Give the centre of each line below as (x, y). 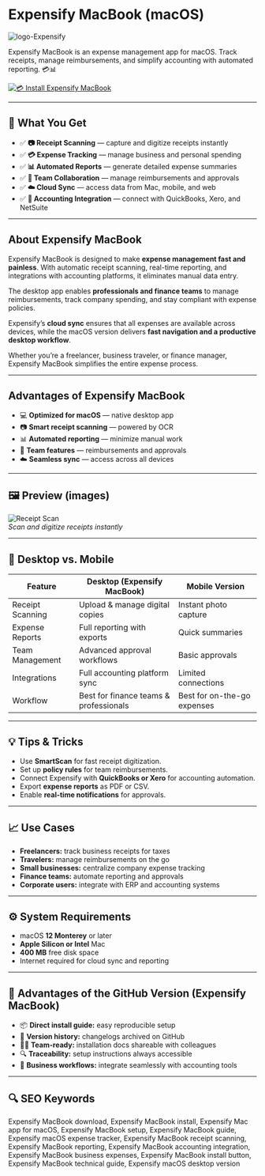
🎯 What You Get (47, 123)
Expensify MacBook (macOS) (106, 15)
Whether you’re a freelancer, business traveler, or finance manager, (118, 355)
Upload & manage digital (124, 605)
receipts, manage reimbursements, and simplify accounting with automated (131, 60)
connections (201, 683)
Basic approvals (207, 655)
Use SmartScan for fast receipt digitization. (90, 761)
